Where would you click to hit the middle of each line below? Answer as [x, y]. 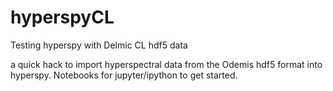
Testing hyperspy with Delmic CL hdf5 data [99, 45]
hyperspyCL [62, 17]
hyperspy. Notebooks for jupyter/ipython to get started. [124, 75]
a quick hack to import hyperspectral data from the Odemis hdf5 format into [166, 64]
